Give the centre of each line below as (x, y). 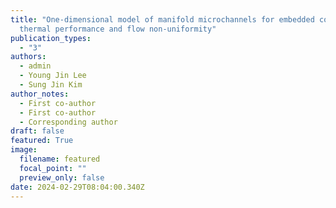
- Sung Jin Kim (51, 85)
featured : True (42, 141)
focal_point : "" (53, 168)
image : (24, 150)
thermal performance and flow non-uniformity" (118, 29)
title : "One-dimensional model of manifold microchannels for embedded (162, 19)
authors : (28, 57)
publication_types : (51, 38)
